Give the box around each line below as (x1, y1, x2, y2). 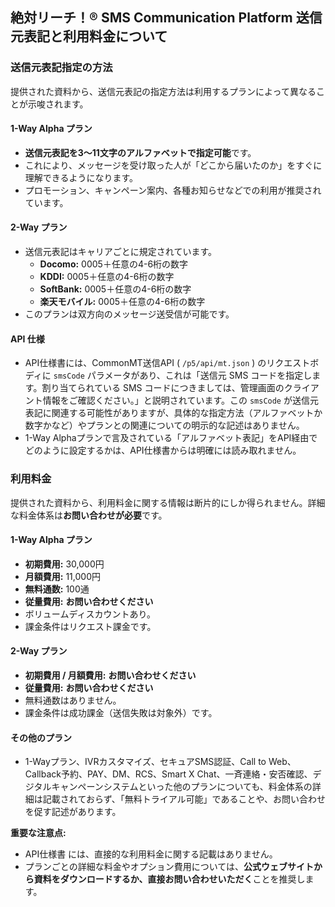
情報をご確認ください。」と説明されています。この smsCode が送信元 (42, 394, 319, 407)
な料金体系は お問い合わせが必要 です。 (10, 509, 168, 521)
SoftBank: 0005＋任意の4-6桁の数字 (39, 283, 192, 295)
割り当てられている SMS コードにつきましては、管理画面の (41, 382, 285, 394)
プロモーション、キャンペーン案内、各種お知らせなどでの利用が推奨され (24, 184, 322, 196)
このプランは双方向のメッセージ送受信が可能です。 (24, 308, 235, 320)
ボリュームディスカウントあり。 (24, 608, 157, 620)
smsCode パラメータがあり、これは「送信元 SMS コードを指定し (53, 369, 313, 382)
